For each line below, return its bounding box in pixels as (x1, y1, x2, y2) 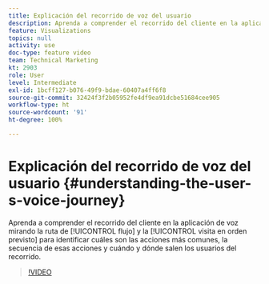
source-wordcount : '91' (8, 109, 88, 117)
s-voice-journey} (8, 191, 126, 210)
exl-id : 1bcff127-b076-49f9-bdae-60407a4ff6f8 (8, 86, 167, 94)
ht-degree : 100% (8, 116, 62, 124)
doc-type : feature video (8, 49, 91, 57)
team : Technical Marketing (8, 57, 98, 65)
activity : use (8, 42, 56, 50)
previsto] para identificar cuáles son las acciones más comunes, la (8, 234, 228, 244)
